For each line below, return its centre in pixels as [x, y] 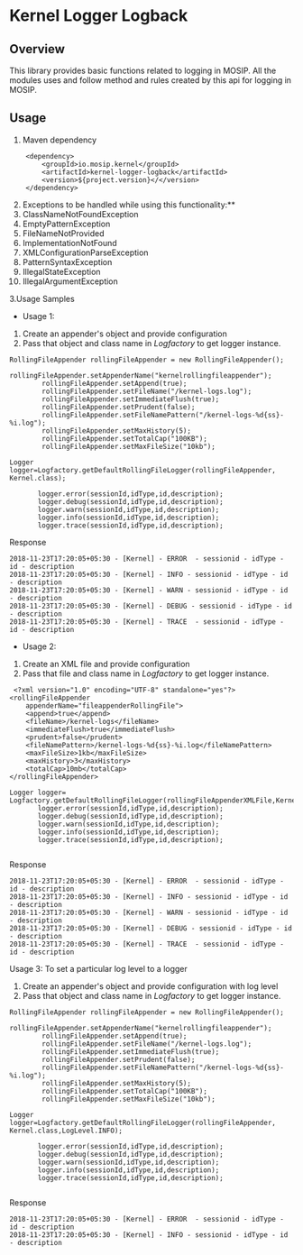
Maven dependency [60, 140]
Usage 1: [38, 316]
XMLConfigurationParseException [85, 252]
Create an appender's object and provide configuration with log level [150, 986]
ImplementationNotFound [69, 243]
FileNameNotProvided [64, 233]
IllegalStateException [61, 271]
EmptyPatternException [66, 224]
